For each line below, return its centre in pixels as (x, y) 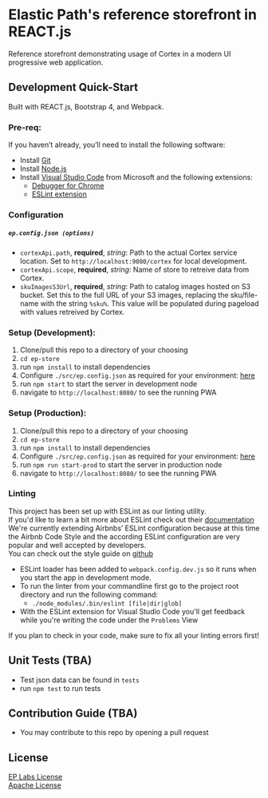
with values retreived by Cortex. (72, 312)
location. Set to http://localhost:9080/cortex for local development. (133, 260)
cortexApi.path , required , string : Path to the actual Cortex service (128, 252)
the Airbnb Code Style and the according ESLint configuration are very (124, 536)
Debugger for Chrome (68, 186)
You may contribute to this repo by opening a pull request (114, 732)
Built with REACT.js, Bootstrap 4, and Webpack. (87, 106)
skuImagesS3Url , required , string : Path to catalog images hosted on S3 (135, 286)
